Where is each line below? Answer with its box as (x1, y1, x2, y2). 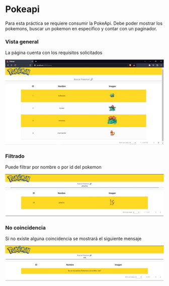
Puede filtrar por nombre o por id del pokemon (5, 164, 102, 170)
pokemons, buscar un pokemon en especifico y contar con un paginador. (5, 25, 157, 31)
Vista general (5, 38, 39, 45)
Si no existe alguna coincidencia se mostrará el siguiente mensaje (5, 236, 142, 242)
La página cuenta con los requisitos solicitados (5, 49, 103, 56)
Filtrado (5, 152, 25, 159)
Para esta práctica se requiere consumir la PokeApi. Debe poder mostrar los (5, 20, 162, 26)
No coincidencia (5, 224, 46, 232)
